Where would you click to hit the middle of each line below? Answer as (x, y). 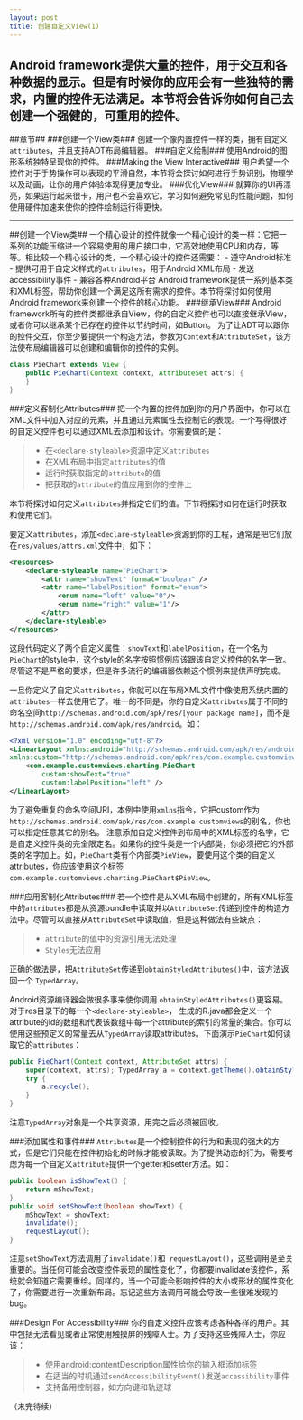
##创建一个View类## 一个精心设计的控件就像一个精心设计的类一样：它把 (144, 235)
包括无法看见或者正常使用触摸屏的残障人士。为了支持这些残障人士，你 (147, 1334)
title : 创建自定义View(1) (55, 26)
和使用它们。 (33, 514)
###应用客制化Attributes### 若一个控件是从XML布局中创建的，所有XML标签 (151, 897)
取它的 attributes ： (46, 1044)
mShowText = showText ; (68, 1215)
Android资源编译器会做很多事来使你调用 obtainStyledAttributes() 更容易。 (149, 999)
